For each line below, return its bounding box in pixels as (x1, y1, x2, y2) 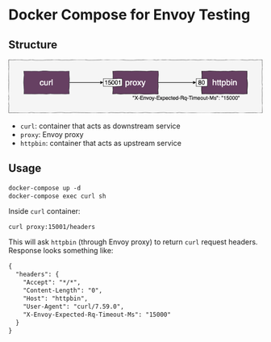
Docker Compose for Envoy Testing (8, 6, 251, 24)
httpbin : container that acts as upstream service (19, 138, 181, 148)
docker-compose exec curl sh (8, 192, 106, 200)
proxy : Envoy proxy (19, 129, 84, 139)
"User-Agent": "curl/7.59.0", (23, 302, 125, 311)
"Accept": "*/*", (23, 278, 81, 286)
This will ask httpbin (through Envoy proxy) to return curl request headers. (8, 236, 258, 247)
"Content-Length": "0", (23, 286, 103, 294)
